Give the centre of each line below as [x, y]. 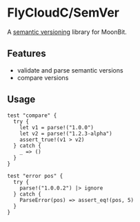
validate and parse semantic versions [70, 70]
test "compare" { [32, 115]
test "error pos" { [35, 176]
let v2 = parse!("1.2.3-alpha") [66, 133]
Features [27, 54]
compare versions [43, 77]
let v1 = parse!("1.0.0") [57, 127]
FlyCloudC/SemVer [63, 13]
